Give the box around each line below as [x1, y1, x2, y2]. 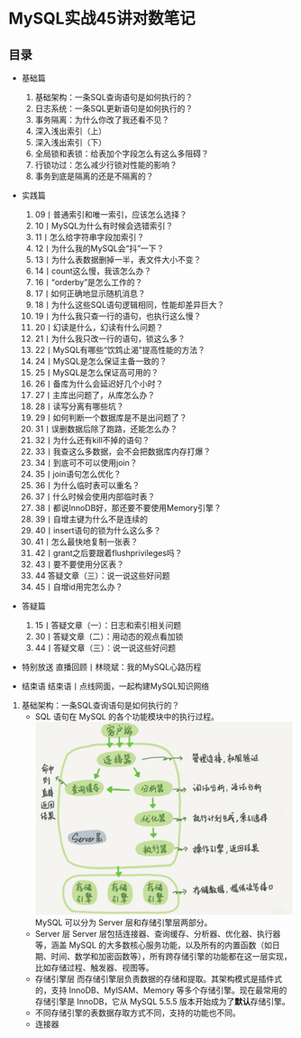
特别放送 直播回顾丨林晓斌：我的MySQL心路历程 [21, 662, 202, 672]
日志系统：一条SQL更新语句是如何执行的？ [34, 103, 194, 114]
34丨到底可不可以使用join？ [34, 458, 138, 468]
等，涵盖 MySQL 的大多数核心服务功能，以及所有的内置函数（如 [34, 940, 272, 950]
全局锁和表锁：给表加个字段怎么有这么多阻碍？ [34, 148, 209, 159]
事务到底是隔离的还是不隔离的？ [34, 171, 154, 181]
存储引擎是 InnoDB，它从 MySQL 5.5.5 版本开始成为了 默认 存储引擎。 [34, 996, 290, 1007]
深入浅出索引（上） [34, 125, 107, 136]
